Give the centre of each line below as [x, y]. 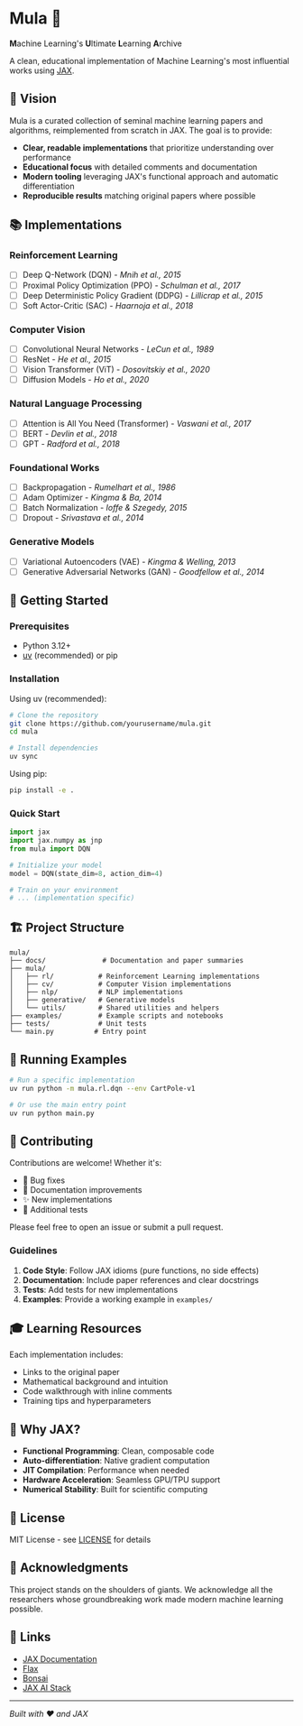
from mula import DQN [50, 849]
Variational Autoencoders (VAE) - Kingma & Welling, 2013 [129, 561]
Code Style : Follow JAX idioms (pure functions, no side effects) [141, 1270]
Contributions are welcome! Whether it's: [86, 1163]
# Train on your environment [64, 890]
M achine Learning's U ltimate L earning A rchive [96, 43]
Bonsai [35, 1678]
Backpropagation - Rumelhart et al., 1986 [99, 487]
